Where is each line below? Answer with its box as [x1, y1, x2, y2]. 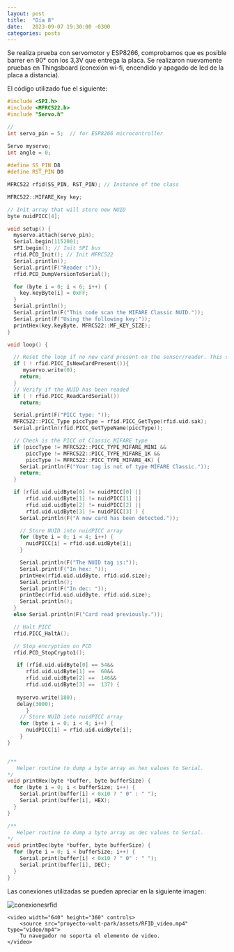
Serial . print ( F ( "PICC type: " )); [13, 412, 111, 419]
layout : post [7, 10, 45, 17]
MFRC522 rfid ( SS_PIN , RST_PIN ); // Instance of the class [7, 181, 179, 188]
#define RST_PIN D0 [7, 169, 64, 176]
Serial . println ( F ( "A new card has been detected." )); [19, 514, 179, 521]
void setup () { [7, 225, 52, 232]
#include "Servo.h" [7, 111, 64, 118]
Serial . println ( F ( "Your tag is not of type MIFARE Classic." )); [19, 463, 210, 470]
